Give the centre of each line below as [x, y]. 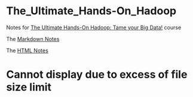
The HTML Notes [27, 50]
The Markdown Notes [33, 39]
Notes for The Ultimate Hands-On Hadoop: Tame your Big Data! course [94, 27]
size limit [29, 87]
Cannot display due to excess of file [97, 75]
